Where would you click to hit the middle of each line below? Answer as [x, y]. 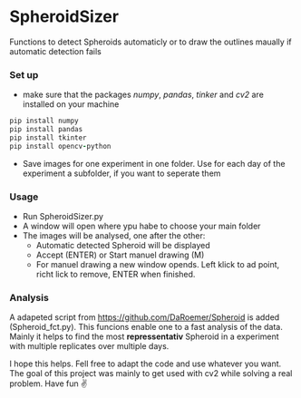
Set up [24, 74]
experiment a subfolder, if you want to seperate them [121, 173]
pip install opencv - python [60, 146]
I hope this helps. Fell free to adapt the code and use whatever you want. [146, 364]
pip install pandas [46, 130]
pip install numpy [44, 121]
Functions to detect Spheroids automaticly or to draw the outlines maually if [150, 42]
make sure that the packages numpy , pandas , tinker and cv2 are [143, 95]
